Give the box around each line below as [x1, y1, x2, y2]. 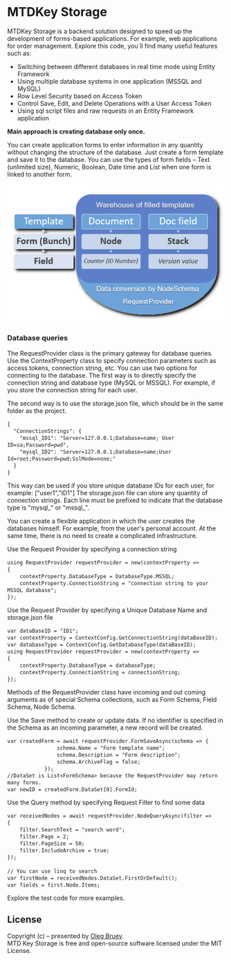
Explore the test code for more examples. [7, 894, 125, 902]
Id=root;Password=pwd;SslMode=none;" [7, 455, 116, 462]
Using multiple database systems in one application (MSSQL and [17, 77, 202, 85]
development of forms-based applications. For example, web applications [7, 34, 218, 42]
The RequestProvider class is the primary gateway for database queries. [7, 349, 213, 357]
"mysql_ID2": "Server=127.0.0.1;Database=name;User [19, 448, 172, 455]
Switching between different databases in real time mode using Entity [17, 62, 216, 71]
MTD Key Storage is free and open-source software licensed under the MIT [7, 939, 223, 948]
